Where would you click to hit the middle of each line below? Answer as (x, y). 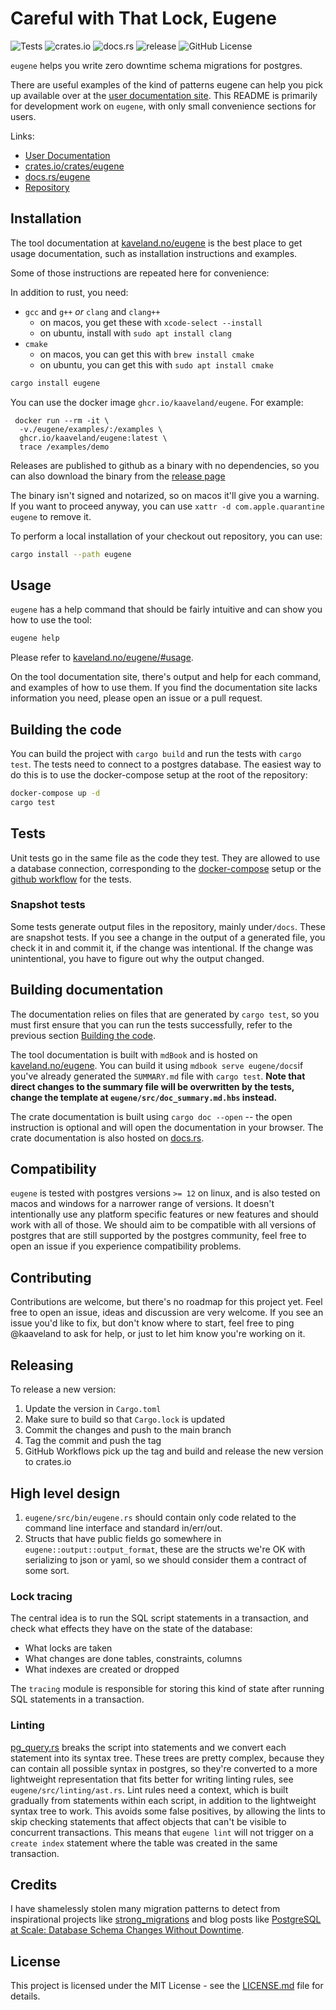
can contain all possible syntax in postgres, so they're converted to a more (164, 1768)
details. (25, 1996)
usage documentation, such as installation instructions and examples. (154, 253)
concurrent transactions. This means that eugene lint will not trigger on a (162, 1832)
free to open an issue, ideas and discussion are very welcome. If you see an (167, 1313)
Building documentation (87, 990)
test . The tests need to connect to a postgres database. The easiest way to (166, 764)
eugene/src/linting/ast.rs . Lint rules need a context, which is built (149, 1789)
